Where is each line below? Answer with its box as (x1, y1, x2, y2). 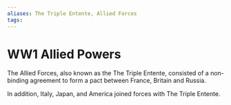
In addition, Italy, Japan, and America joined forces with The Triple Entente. (7, 90, 221, 98)
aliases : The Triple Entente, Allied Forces (7, 10, 137, 17)
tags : (7, 17, 23, 23)
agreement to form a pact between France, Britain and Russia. (30, 77, 207, 85)
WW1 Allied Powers (7, 46, 121, 62)
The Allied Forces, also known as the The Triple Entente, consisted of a (7, 69, 209, 77)
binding (7, 77, 29, 85)
